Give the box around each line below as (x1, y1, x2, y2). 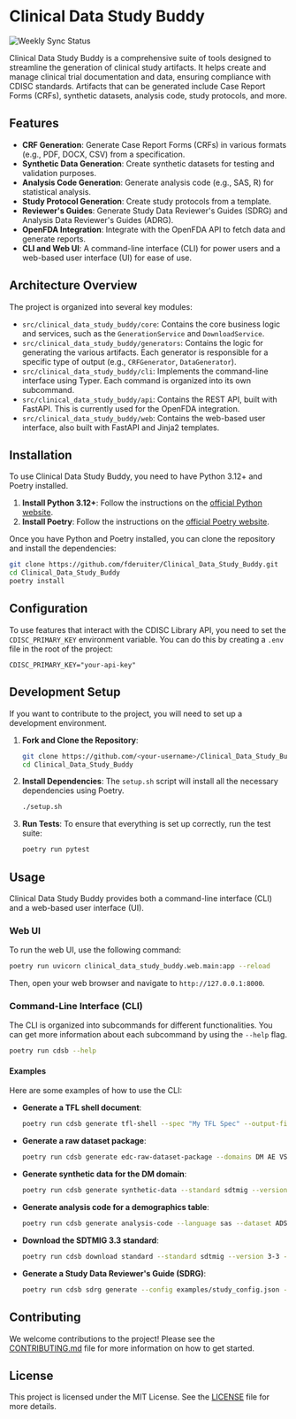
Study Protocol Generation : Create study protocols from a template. (21, 196, 272, 206)
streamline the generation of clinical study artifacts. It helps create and (9, 62, 267, 73)
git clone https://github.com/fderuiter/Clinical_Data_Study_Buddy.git (9, 560, 278, 569)
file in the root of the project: (9, 644, 113, 654)
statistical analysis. (21, 186, 91, 197)
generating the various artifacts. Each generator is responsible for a (21, 347, 269, 358)
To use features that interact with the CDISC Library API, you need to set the (9, 624, 287, 635)
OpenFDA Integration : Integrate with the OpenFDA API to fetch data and (21, 224, 285, 235)
